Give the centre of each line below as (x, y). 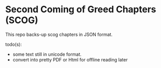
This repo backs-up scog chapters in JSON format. (59, 34)
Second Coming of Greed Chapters (81, 9)
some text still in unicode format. (47, 54)
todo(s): (14, 44)
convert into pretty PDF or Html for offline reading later (70, 59)
